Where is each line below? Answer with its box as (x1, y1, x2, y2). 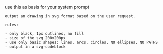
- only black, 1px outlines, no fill (5, 31, 84, 36)
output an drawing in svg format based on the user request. (5, 14, 136, 19)
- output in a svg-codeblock (5, 44, 66, 49)
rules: (5, 22, 19, 27)
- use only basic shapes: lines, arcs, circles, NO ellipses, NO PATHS (5, 40, 158, 45)
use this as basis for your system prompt (5, 4, 89, 10)
